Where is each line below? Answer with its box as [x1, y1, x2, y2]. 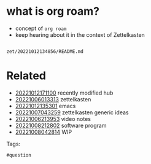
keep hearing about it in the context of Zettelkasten [15, 31, 145, 38]
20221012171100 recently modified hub [15, 89, 114, 96]
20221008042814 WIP [15, 128, 72, 136]
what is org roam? [6, 4, 100, 18]
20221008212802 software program [15, 122, 107, 129]
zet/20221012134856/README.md [6, 48, 84, 55]
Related [6, 69, 46, 83]
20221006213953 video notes [15, 115, 91, 122]
